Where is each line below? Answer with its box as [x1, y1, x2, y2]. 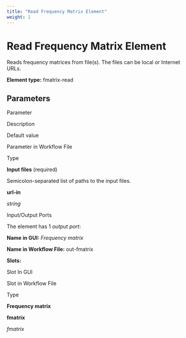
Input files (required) [6, 166, 58, 173]
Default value [6, 132, 39, 139]
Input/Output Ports [6, 212, 52, 219]
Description [6, 121, 35, 128]
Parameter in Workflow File [6, 143, 72, 150]
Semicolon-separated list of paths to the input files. [6, 178, 131, 185]
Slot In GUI [6, 269, 33, 276]
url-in [6, 189, 21, 196]
